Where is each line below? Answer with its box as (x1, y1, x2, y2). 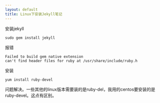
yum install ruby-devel (5, 77, 53, 82)
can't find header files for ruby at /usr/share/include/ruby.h (5, 58, 138, 63)
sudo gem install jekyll (5, 35, 55, 40)
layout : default (5, 7, 38, 12)
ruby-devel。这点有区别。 (5, 92, 57, 98)
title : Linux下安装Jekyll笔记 (5, 12, 63, 17)
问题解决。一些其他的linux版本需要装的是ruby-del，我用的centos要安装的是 (5, 86, 156, 92)
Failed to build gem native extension (5, 54, 83, 59)
